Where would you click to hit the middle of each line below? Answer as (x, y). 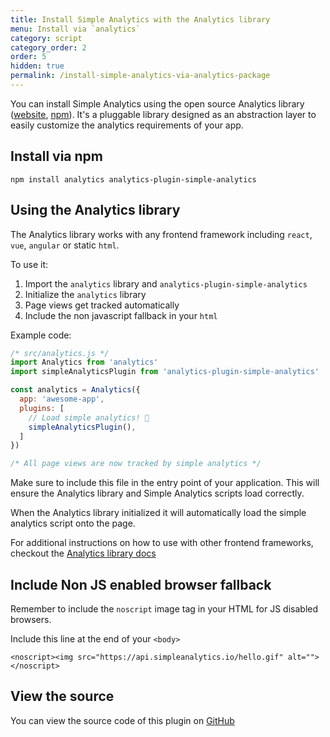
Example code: (41, 335)
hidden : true (37, 66)
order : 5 (28, 57)
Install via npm (56, 156)
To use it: (29, 264)
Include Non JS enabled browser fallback (141, 584)
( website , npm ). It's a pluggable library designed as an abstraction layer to (163, 114)
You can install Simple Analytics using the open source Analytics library (157, 103)
